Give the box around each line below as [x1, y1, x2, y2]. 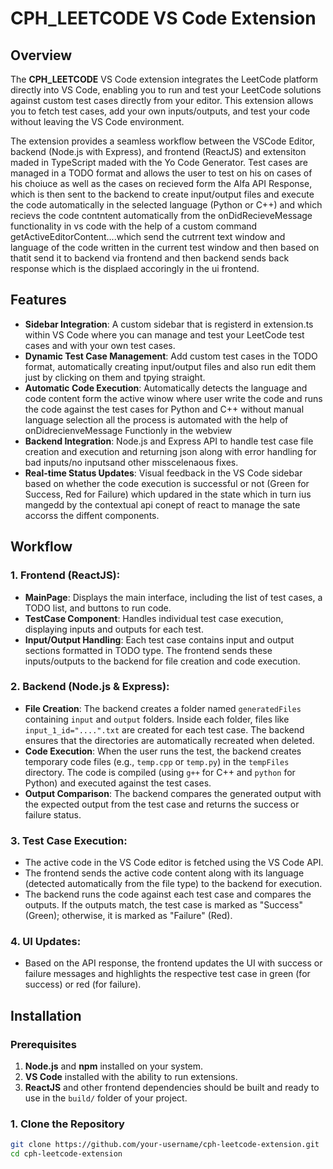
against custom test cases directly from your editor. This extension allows [10, 95, 314, 106]
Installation [10, 1007, 82, 1024]
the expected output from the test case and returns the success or [24, 798, 300, 810]
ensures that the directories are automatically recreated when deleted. [24, 734, 315, 746]
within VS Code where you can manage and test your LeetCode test [24, 328, 305, 341]
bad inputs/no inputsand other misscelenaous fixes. [24, 456, 239, 468]
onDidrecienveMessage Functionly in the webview [24, 424, 233, 436]
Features [10, 292, 67, 309]
